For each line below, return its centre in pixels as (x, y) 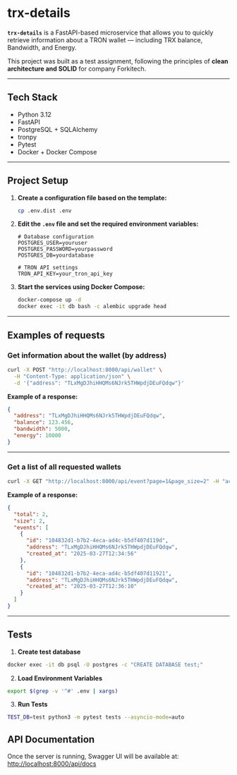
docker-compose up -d (49, 300)
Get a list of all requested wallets (64, 467)
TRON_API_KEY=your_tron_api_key (65, 274)
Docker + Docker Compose (57, 152)
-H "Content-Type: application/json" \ (72, 376)
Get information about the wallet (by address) (87, 355)
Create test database (49, 652)
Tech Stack (32, 98)
